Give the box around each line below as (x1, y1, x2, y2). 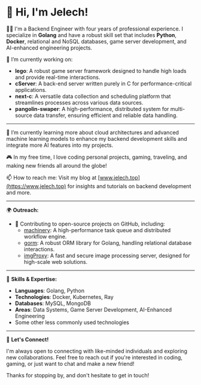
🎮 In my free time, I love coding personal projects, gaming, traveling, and (6, 153, 187, 161)
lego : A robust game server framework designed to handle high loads (14, 67, 187, 74)
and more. (6, 189, 32, 196)
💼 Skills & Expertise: (6, 275, 57, 282)
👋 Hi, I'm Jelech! (6, 5, 89, 19)
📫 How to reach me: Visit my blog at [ (6, 174, 100, 181)
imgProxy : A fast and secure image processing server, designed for (23, 252, 190, 259)
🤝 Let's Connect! (6, 335, 49, 343)
